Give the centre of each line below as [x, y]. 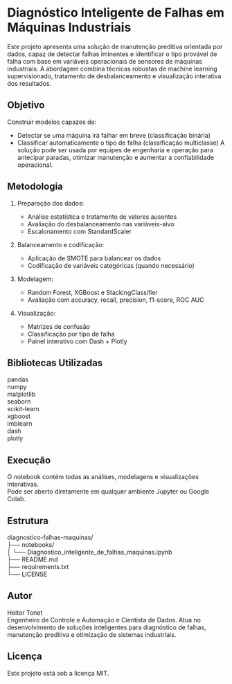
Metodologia [35, 187]
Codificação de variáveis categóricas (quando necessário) [111, 265]
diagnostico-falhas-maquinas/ [50, 537]
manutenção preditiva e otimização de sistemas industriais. [92, 634]
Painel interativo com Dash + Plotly [77, 341]
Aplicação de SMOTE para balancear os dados [94, 258]
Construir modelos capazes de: [52, 122]
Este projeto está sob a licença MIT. [58, 673]
